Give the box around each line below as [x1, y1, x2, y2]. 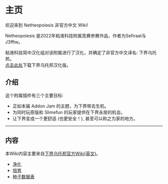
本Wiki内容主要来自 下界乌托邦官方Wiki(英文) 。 [5, 150, 101, 156]
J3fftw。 [5, 38, 23, 45]
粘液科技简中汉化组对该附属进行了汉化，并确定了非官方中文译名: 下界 [5, 49, 148, 55]
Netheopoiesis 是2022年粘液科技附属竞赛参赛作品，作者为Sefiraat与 [5, 32, 146, 38]
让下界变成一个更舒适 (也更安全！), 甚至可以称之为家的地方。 [12, 115, 138, 121]
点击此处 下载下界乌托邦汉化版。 [5, 62, 71, 68]
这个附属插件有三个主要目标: [5, 92, 64, 98]
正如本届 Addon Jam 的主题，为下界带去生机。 [12, 103, 109, 109]
